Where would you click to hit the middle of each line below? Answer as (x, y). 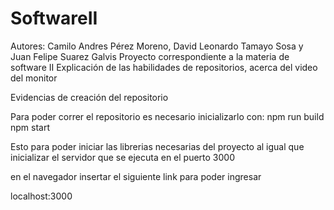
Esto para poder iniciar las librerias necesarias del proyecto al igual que (157, 146)
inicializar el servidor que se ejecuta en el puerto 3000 (123, 157)
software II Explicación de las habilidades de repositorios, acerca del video (164, 67)
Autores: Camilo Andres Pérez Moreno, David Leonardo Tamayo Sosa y (157, 46)
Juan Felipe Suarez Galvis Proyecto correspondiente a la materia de (150, 56)
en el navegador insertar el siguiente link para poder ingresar (136, 176)
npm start (30, 127)
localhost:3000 (41, 196)
